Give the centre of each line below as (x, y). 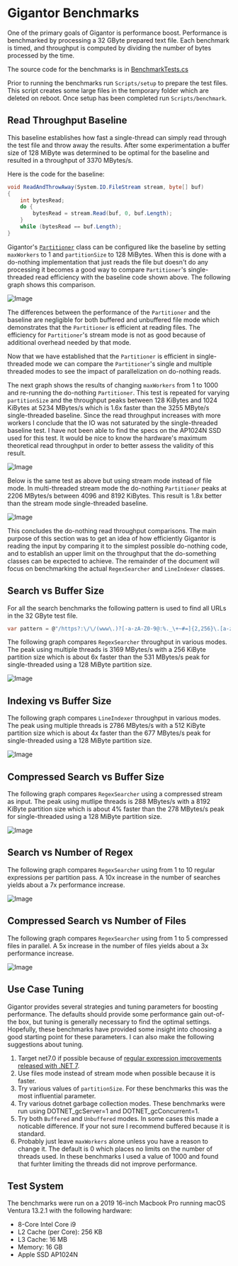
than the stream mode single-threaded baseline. (78, 503)
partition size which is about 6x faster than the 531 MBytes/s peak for (109, 657)
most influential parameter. (57, 1095)
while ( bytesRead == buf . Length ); (71, 227)
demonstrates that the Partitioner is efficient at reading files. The (104, 327)
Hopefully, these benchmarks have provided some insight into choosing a (115, 1029)
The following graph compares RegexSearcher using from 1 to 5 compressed (118, 938)
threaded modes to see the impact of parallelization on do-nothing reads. (114, 371)
